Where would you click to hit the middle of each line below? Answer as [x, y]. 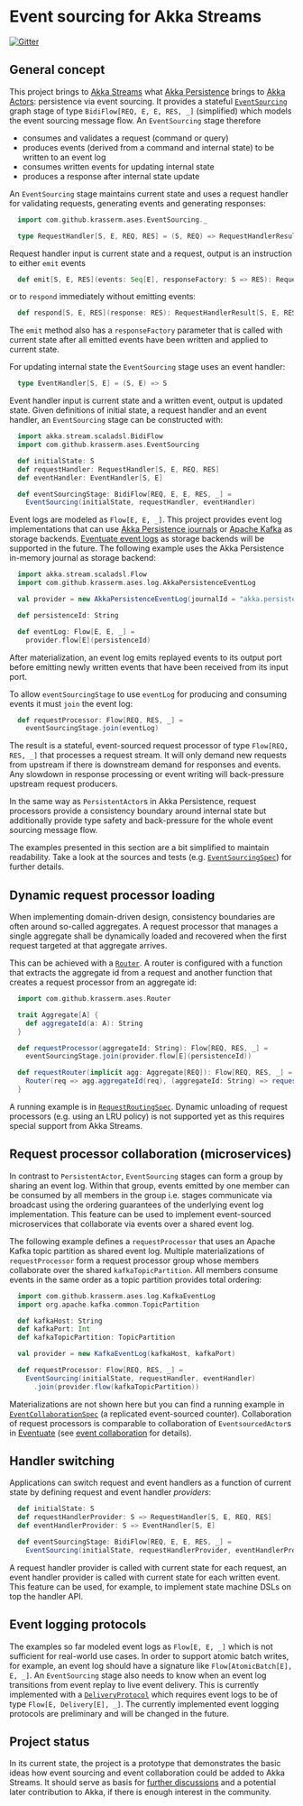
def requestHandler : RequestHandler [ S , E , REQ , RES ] [119, 469]
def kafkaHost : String [60, 1321]
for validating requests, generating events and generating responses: [138, 203]
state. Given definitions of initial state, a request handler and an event [138, 410]
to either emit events [47, 262]
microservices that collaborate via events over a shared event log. [132, 1224]
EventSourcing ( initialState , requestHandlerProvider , [129, 1550]
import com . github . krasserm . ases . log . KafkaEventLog [117, 1296]
